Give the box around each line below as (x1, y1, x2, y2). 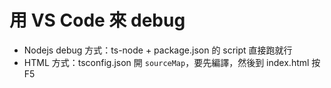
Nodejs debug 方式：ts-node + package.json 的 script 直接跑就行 (23, 44, 293, 56)
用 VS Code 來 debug (9, 9, 186, 32)
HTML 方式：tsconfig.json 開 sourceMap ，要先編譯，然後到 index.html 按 (23, 56, 321, 68)
